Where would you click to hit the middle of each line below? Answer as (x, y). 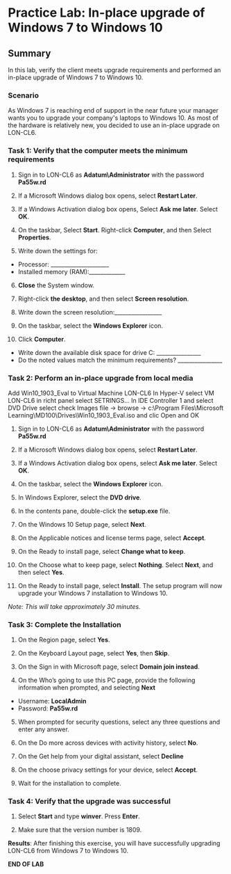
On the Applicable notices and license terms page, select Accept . (112, 538)
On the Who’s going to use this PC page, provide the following (106, 681)
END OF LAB (26, 864)
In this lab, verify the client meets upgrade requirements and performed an (114, 70)
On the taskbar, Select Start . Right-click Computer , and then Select (114, 230)
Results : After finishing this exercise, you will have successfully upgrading (114, 843)
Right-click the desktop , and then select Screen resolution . (103, 299)
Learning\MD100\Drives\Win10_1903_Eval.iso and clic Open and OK (104, 415)
